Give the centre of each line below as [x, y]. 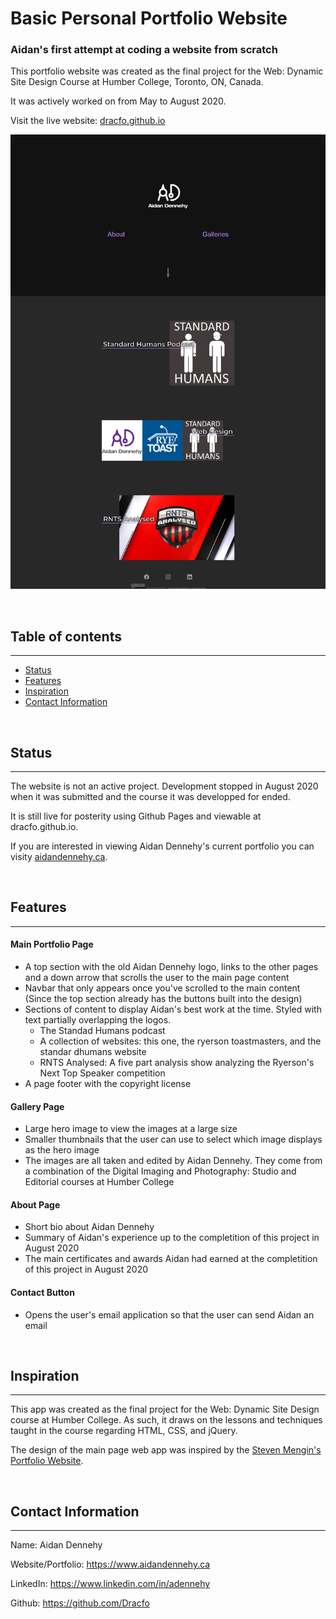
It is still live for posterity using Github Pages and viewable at [136, 816]
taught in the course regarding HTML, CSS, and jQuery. [124, 1431]
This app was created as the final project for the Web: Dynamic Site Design [165, 1409]
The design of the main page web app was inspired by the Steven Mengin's [166, 1450]
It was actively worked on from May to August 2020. [118, 101]
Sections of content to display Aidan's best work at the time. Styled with [173, 1009]
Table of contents [66, 636]
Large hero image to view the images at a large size [131, 1129]
